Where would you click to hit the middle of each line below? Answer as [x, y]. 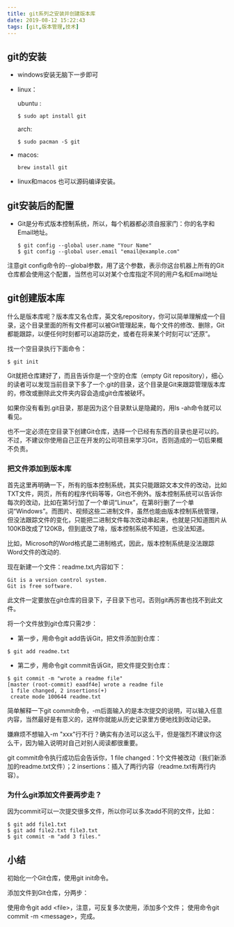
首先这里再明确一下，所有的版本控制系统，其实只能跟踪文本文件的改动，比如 [117, 485]
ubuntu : [29, 104]
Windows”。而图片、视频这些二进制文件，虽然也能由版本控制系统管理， [119, 511]
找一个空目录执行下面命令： [47, 348]
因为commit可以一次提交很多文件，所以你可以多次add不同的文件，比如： [112, 811]
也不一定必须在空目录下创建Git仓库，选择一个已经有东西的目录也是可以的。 [115, 431]
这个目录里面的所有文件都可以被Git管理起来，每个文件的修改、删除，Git [122, 325]
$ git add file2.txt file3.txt [53, 831]
